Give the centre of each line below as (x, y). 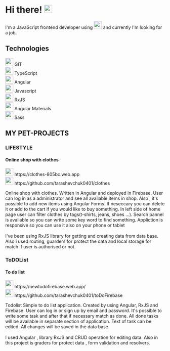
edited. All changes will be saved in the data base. (57, 327)
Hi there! (24, 10)
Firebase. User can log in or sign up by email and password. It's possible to (83, 311)
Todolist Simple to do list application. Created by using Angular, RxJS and (82, 305)
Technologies (27, 49)
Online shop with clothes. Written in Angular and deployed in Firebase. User (84, 193)
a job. (11, 32)
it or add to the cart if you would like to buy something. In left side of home (83, 209)
